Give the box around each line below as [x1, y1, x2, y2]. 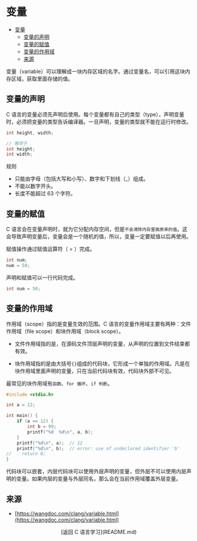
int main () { [6, 413, 38, 419]
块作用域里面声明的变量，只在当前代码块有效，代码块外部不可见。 [14, 367, 175, 374]
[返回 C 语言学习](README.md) [61, 528, 137, 535]
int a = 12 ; [6, 402, 35, 408]
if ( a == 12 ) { [16, 418, 54, 424]
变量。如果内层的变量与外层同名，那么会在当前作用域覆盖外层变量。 [16, 475, 181, 482]
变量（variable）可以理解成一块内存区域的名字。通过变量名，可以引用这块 [6, 68, 185, 75]
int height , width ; [6, 130, 54, 136]
